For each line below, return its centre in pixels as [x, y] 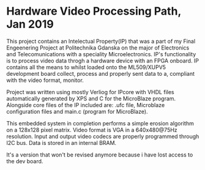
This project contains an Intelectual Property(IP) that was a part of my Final [101, 41]
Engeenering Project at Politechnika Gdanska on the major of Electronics [98, 48]
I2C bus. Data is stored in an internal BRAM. [61, 142]
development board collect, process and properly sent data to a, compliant [100, 73]
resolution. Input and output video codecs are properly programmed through [103, 136]
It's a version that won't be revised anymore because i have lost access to [100, 155]
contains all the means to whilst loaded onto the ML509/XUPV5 [86, 67]
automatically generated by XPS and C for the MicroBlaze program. [91, 98]
